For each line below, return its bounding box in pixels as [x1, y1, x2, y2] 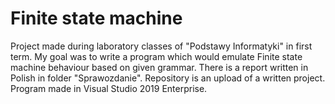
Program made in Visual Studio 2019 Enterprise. [10, 82, 208, 94]
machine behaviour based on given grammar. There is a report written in [10, 61, 309, 73]
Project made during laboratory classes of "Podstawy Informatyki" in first [10, 40, 313, 52]
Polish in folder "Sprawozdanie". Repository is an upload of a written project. [10, 72, 326, 84]
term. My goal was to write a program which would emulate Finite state [10, 50, 303, 62]
